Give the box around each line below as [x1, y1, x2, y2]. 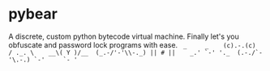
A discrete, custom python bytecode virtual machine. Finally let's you [8, 31, 239, 41]
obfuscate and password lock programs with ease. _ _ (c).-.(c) [8, 40, 256, 49]
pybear [8, 5, 58, 23]
